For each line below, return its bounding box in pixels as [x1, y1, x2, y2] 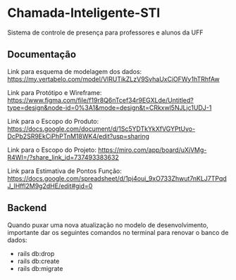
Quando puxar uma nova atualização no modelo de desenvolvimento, [7, 220, 209, 229]
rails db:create [17, 257, 60, 265]
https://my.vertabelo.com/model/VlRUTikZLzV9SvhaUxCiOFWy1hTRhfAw [7, 75, 220, 83]
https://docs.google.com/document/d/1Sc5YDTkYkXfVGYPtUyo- [7, 125, 196, 133]
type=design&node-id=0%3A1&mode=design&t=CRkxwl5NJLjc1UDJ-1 [7, 103, 212, 112]
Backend [7, 202, 47, 214]
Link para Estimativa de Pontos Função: [7, 167, 122, 175]
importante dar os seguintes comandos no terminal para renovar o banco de [7, 228, 229, 236]
